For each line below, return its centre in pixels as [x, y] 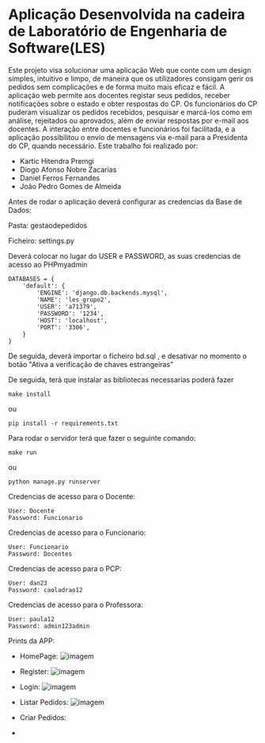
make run [23, 453]
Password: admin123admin [49, 626]
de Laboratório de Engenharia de [118, 31]
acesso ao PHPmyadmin [48, 264]
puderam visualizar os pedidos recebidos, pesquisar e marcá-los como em [130, 112]
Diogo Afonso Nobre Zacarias [68, 169]
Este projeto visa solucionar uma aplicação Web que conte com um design [130, 70]
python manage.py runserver [55, 481]
